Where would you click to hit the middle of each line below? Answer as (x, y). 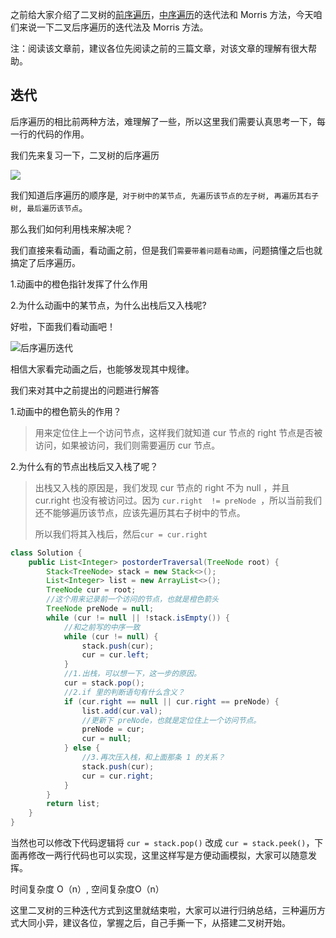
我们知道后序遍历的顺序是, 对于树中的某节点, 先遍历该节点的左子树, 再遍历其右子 (165, 195)
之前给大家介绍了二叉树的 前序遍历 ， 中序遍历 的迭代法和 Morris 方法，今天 (162, 14)
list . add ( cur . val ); (122, 711)
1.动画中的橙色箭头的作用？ (66, 411)
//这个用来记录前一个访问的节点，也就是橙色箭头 (133, 599)
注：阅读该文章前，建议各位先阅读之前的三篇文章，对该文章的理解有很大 (159, 48)
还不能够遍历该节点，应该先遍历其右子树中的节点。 (140, 512)
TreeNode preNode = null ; (100, 609)
